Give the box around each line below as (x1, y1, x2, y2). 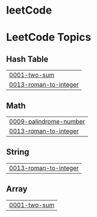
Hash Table (6, 54, 48, 64)
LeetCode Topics (6, 31, 92, 44)
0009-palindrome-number (9, 118, 85, 125)
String (6, 147, 30, 157)
